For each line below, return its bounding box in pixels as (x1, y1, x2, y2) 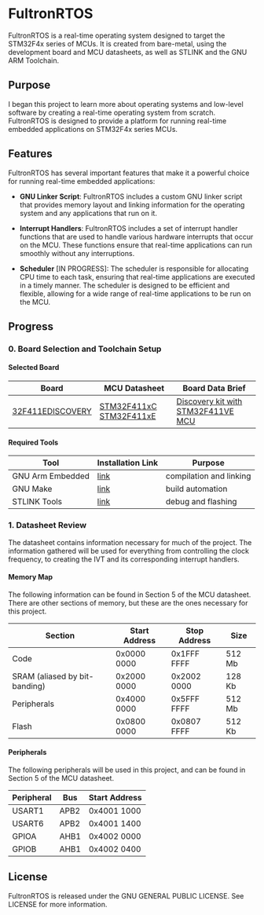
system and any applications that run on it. (19, 208, 157, 218)
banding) (12, 680, 46, 691)
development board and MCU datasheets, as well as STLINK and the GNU (8, 47, 247, 57)
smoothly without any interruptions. (19, 248, 135, 258)
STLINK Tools (12, 496, 63, 507)
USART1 (12, 805, 45, 816)
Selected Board (8, 363, 60, 372)
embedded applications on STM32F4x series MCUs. (8, 124, 178, 134)
